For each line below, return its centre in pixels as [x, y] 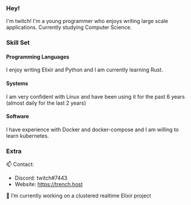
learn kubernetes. [27, 136]
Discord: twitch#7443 [41, 178]
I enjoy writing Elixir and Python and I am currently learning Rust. [85, 70]
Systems [17, 83]
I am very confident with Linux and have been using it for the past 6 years [95, 96]
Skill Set [18, 43]
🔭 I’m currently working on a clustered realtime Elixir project [79, 196]
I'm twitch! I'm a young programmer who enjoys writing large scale [87, 21]
